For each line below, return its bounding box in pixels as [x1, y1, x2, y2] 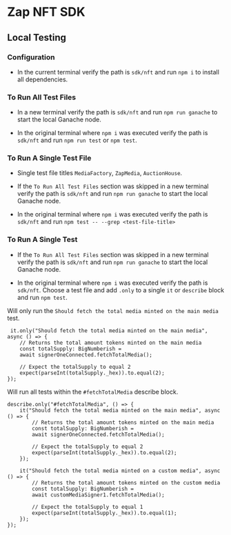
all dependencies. [17, 75, 68, 83]
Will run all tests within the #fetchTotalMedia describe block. [7, 387, 179, 396]
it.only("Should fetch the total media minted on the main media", [10, 327, 208, 334]
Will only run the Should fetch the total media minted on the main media [7, 306, 219, 314]
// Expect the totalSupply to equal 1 [32, 503, 143, 510]
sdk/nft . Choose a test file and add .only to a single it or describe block [17, 285, 225, 294]
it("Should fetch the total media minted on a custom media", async [19, 467, 221, 474]
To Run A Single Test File [7, 153, 92, 163]
